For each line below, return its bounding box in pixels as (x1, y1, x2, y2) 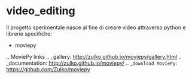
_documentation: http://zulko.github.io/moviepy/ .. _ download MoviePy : (6, 59, 178, 67)
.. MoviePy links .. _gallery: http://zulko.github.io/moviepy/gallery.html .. (6, 53, 182, 60)
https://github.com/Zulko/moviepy (6, 65, 91, 72)
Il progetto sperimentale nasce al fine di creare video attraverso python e (6, 24, 186, 31)
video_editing (6, 4, 76, 18)
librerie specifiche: (6, 30, 53, 37)
